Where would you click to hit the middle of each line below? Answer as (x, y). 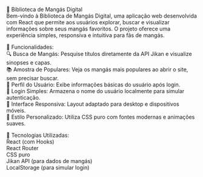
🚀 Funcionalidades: (30, 47)
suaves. (16, 123)
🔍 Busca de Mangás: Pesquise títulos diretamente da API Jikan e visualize (99, 54)
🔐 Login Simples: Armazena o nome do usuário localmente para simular (95, 91)
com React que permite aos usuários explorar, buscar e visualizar (88, 22)
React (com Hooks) (30, 142)
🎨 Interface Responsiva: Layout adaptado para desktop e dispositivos (93, 104)
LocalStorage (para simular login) (48, 168)
